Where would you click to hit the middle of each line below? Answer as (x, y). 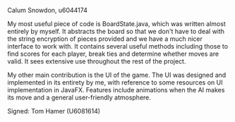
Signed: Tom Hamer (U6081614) (54, 111)
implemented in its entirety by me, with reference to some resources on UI (115, 83)
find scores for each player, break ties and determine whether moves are (113, 54)
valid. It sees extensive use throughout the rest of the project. (97, 61)
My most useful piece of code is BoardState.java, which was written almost (116, 24)
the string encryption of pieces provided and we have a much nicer (105, 39)
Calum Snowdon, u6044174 (48, 10)
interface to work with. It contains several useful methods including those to (117, 46)
